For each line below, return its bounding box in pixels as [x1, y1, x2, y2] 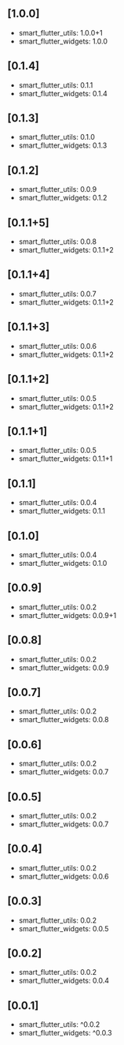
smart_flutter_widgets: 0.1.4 [18, 88, 108, 98]
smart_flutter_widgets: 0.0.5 [18, 923, 109, 933]
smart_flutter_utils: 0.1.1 [18, 80, 93, 90]
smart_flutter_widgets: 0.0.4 [18, 976, 110, 986]
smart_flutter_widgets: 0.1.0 [18, 558, 108, 567]
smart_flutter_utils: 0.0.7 [18, 289, 97, 298]
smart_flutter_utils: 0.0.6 [18, 341, 97, 350]
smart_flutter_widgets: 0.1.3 [18, 140, 108, 150]
